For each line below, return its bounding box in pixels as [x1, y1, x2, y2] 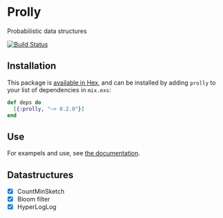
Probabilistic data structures [7, 27, 87, 35]
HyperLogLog [17, 203, 57, 211]
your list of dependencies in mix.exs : [7, 85, 111, 94]
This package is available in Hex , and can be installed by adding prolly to [7, 78, 216, 87]
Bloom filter [17, 195, 50, 204]
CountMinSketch [17, 187, 65, 195]
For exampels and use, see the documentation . [7, 149, 140, 157]
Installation [7, 60, 56, 72]
